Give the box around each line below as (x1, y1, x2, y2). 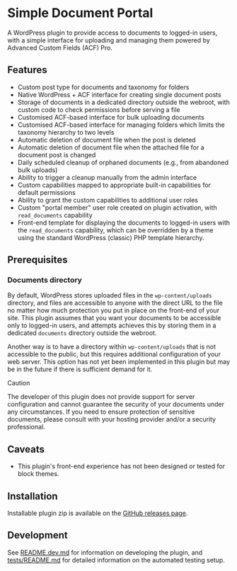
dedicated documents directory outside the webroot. (7, 329, 157, 337)
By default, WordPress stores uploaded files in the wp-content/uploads (7, 291, 212, 300)
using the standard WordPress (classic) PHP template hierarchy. (17, 233, 204, 242)
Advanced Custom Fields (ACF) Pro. (7, 43, 113, 52)
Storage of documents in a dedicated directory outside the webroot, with (17, 98, 230, 106)
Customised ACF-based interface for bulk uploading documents (17, 113, 205, 121)
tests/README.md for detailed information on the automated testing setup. (7, 555, 225, 564)
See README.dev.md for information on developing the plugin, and (7, 548, 203, 557)
